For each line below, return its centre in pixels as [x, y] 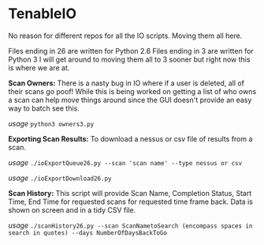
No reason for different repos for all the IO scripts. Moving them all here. [125, 36]
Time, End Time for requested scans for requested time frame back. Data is [131, 202]
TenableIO [43, 14]
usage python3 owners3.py [51, 123]
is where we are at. [39, 67]
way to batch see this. [44, 108]
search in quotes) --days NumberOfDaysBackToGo [88, 233]
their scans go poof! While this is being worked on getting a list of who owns [132, 91]
